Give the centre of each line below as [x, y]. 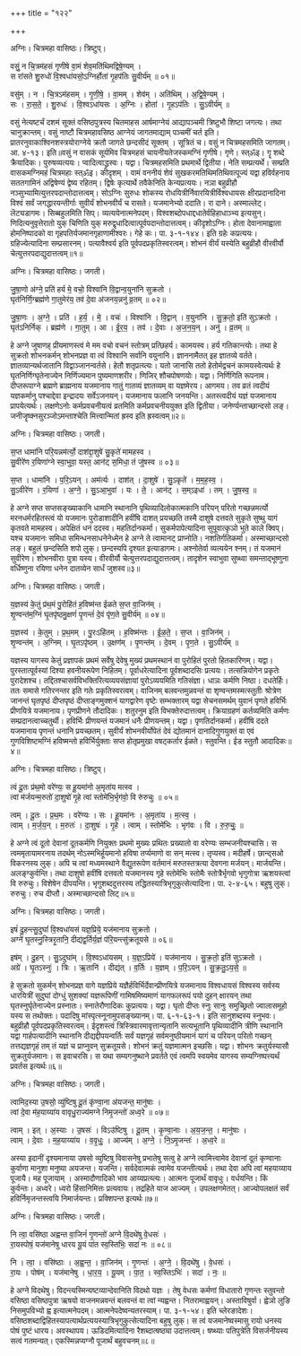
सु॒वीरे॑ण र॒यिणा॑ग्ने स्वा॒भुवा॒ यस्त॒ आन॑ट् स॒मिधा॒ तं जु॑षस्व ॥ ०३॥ [95, 462]
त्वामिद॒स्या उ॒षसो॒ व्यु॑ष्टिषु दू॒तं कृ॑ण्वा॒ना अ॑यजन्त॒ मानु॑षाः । [86, 1102]
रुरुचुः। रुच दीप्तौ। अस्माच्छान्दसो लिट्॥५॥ [73, 893]
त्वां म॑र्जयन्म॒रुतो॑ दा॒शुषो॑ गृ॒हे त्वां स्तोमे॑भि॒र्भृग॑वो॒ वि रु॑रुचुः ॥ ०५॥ [94, 797]
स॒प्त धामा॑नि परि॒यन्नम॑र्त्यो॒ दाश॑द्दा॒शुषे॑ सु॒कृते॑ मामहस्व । [81, 452]
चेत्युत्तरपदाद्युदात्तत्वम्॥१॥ [47, 253]
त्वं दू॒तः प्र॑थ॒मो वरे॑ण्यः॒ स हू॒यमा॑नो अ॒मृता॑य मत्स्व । [75, 787]
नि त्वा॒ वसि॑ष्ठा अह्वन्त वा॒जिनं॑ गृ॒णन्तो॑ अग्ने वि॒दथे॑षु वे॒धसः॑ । [88, 1234]
